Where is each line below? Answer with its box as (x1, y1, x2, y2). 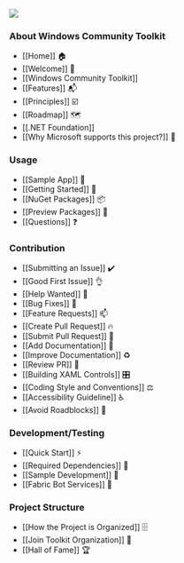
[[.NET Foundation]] (21, 123, 95, 133)
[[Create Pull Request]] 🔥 (21, 321, 114, 331)
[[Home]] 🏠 (21, 51, 67, 61)
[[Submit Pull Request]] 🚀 (21, 330, 115, 341)
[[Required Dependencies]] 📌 (21, 460, 129, 471)
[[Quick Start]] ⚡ (21, 448, 82, 458)
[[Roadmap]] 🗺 (21, 109, 81, 120)
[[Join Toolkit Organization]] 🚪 (21, 535, 133, 545)
